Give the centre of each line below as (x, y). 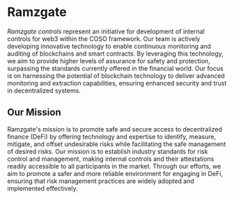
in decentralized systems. (44, 90)
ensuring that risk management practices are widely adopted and (101, 181)
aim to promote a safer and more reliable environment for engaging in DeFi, (115, 173)
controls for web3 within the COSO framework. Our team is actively (104, 38)
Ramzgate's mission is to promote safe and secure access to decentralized (115, 129)
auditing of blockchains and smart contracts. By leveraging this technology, (116, 54)
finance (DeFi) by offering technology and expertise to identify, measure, (112, 136)
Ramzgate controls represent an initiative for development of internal (106, 31)
